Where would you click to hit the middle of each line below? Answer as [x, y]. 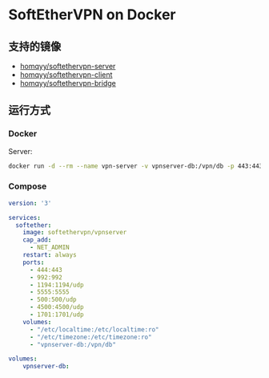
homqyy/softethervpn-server [68, 66]
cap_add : [37, 240]
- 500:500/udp [53, 300]
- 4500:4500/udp [56, 307]
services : [25, 217]
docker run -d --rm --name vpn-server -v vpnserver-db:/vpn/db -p [121, 166]
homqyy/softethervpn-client [66, 75]
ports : [34, 262]
